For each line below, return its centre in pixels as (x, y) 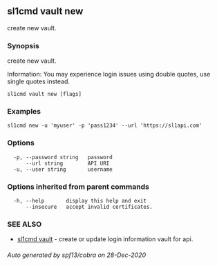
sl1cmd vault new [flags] (44, 94)
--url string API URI (67, 163)
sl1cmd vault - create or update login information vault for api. (105, 239)
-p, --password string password (63, 157)
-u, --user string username (63, 169)
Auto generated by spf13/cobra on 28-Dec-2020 (77, 255)
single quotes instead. (39, 81)
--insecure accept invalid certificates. (89, 207)
